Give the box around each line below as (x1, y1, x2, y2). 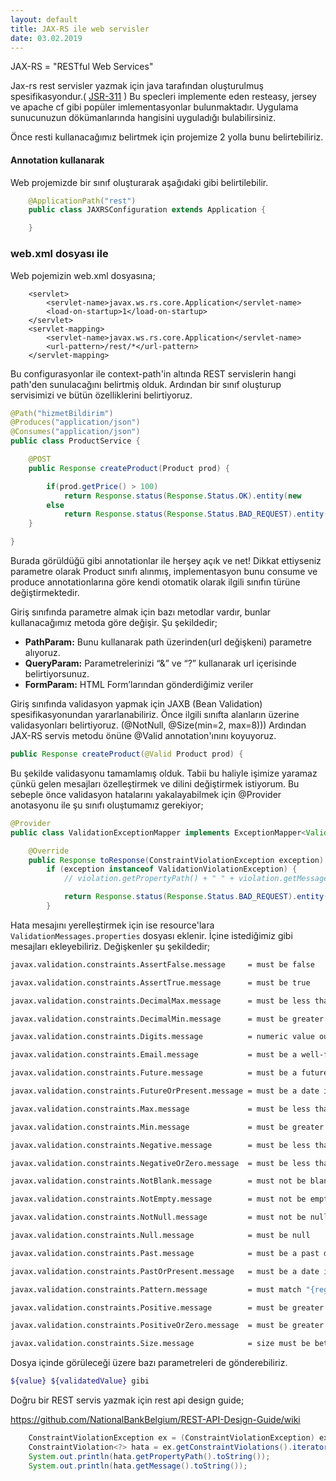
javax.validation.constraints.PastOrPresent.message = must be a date (10, 1266, 320, 1276)
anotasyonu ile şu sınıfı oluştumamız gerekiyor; (10, 799, 204, 811)
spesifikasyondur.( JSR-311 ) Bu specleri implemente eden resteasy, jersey (10, 91, 317, 103)
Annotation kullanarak (10, 154, 105, 166)
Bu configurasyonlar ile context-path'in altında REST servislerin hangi (10, 367, 297, 380)
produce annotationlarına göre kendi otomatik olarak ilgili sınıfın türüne (10, 576, 301, 588)
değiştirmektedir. (10, 587, 80, 598)
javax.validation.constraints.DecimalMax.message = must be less (10, 996, 311, 1006)
